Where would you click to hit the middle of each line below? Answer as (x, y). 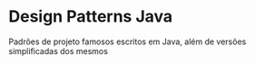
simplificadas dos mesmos (58, 50)
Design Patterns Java (91, 17)
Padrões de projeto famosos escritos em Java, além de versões (127, 41)
